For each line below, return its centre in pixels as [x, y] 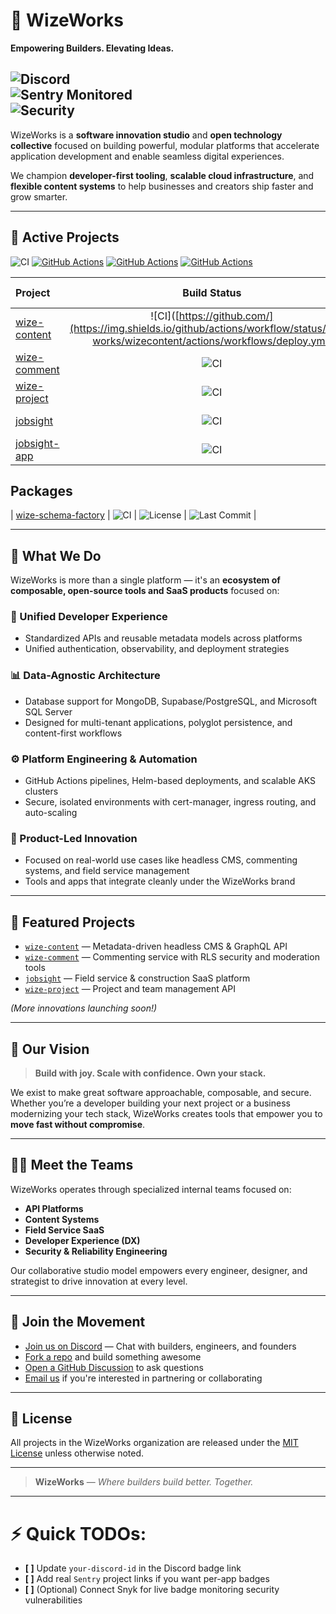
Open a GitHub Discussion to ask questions [114, 1367]
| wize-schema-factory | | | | [133, 515]
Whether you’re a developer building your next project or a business [150, 1103]
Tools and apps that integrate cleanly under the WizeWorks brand [160, 881]
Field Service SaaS [64, 1230]
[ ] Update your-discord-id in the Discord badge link [133, 1568]
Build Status [212, 292]
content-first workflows [73, 733]
